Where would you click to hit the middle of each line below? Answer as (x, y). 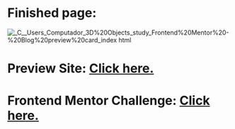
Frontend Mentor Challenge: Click (109, 101)
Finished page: (52, 13)
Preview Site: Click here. (81, 69)
